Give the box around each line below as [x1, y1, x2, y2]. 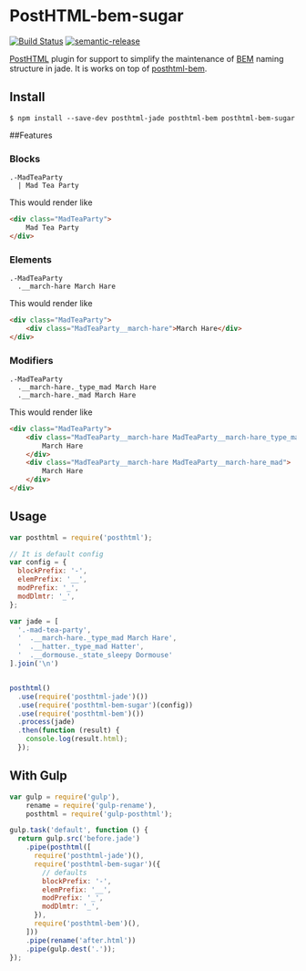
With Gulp [9, 768, 68, 784]
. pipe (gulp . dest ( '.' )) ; [25, 945, 117, 954]
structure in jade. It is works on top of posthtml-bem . [9, 63, 208, 74]
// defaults [42, 868, 88, 877]
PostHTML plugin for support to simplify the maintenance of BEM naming [9, 53, 284, 64]
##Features [9, 129, 53, 140]
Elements [9, 253, 53, 265]
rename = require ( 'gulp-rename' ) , [25, 801, 157, 810]
